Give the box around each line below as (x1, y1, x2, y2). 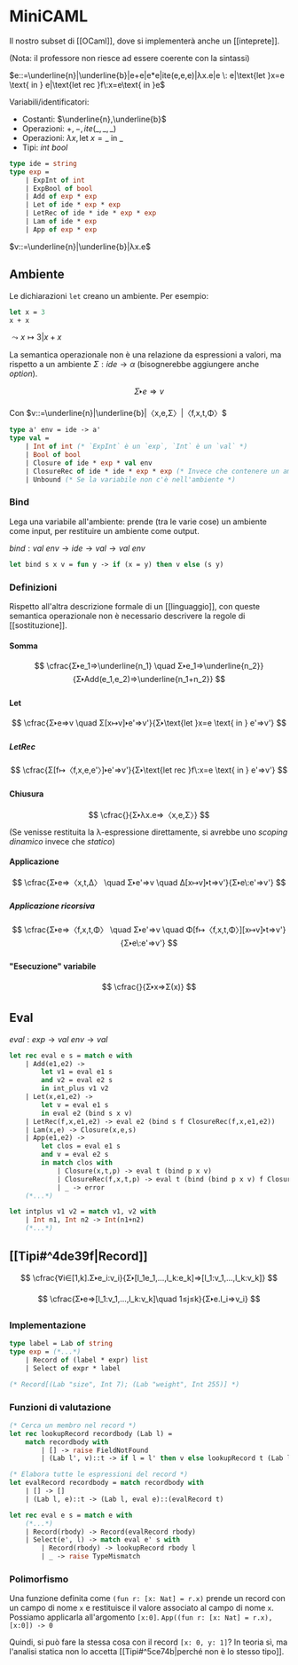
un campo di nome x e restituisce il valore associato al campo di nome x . (9, 1603, 274, 1614)
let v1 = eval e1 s (41, 1067, 114, 1077)
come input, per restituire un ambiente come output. (9, 525, 200, 536)
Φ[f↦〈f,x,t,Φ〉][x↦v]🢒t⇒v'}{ (185, 924, 286, 935)
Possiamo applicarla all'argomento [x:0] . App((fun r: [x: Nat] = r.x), (9, 1612, 273, 1622)
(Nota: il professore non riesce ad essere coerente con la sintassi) (9, 52, 250, 63)
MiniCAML (9, 6, 89, 27)
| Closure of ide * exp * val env (25, 459, 153, 467)
